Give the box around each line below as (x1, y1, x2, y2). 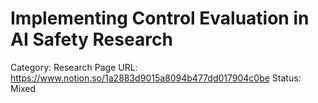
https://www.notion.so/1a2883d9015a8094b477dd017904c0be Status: (10, 72, 302, 84)
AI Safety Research (10, 28, 173, 51)
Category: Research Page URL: (10, 61, 138, 73)
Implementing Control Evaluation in (10, 7, 310, 30)
